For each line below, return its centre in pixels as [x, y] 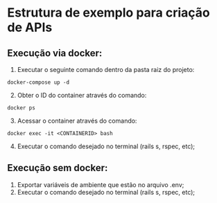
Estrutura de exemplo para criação [108, 13]
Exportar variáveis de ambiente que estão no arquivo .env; [101, 184]
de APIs [30, 27]
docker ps [21, 108]
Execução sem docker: [58, 168]
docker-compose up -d [38, 82]
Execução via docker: [55, 53]
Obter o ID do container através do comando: [82, 95]
